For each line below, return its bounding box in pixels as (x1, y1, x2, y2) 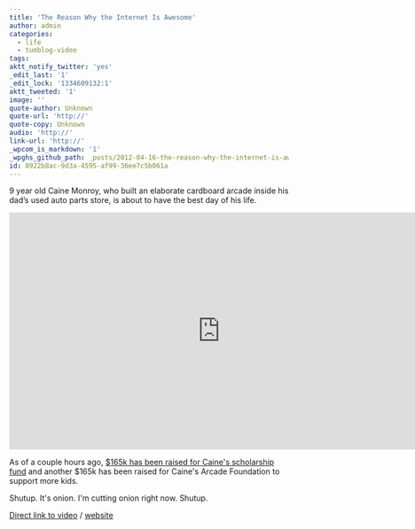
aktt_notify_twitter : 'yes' (9, 63, 114, 72)
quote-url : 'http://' (9, 112, 90, 121)
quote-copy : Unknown (9, 121, 86, 129)
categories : (9, 29, 53, 38)
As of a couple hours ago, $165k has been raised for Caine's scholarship (9, 457, 275, 468)
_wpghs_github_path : (9, 152, 86, 162)
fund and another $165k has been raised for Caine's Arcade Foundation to (9, 466, 280, 477)
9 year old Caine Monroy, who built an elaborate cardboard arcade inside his (9, 185, 289, 196)
